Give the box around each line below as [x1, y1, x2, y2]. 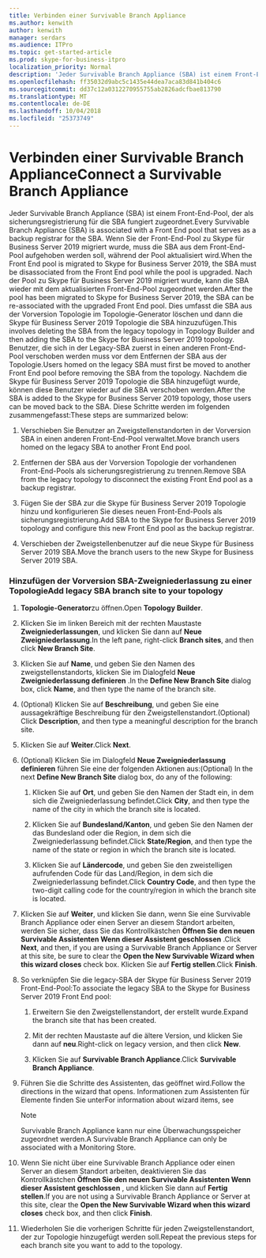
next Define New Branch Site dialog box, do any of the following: [20, 772, 233, 782]
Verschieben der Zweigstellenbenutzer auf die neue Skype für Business [20, 539, 254, 548]
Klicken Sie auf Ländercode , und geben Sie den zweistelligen [32, 860, 233, 870]
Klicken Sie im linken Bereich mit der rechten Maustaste [20, 619, 202, 628]
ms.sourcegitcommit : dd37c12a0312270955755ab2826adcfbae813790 [9, 85, 222, 93]
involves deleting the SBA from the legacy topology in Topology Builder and [9, 326, 255, 335]
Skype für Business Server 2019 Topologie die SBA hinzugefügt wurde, [9, 377, 241, 386]
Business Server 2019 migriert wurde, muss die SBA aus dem [9, 242, 208, 252]
